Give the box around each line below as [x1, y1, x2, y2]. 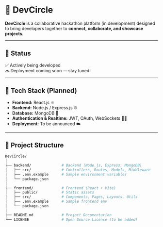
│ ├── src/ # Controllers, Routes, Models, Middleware [5, 167, 151, 172]
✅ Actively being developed [5, 62, 61, 68]
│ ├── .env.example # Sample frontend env [5, 199, 108, 204]
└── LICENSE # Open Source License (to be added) [5, 217, 138, 222]
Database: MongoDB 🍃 [12, 110, 59, 116]
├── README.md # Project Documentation [5, 212, 112, 217]
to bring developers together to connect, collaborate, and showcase [5, 25, 144, 31]
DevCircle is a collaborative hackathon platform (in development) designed [5, 20, 155, 26]
